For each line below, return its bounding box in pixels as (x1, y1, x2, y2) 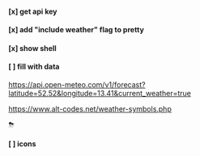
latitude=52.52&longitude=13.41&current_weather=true (8, 88, 192, 98)
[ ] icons (8, 138, 36, 149)
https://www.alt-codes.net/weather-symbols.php (8, 103, 172, 113)
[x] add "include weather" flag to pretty (8, 25, 144, 35)
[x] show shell (8, 43, 57, 53)
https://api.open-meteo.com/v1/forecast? (8, 79, 146, 89)
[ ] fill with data (8, 61, 60, 72)
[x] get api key (8, 6, 58, 16)
